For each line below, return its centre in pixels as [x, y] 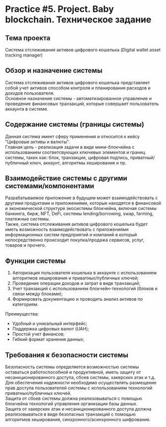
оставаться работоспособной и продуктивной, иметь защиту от [73, 372]
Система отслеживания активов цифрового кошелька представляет [78, 82]
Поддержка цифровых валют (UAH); [51, 329]
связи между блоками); [37, 294]
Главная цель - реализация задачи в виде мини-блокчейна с [70, 147]
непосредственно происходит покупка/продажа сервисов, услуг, [75, 240]
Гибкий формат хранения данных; [48, 339]
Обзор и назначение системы [54, 71]
